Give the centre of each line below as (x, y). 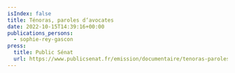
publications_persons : (40, 33)
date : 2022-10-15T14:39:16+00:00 (56, 26)
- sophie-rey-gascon (43, 40)
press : (17, 46)
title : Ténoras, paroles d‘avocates (60, 20)
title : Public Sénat (43, 53)
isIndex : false (29, 14)
